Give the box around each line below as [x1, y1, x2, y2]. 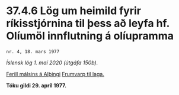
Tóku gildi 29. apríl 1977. [6, 81, 67, 89]
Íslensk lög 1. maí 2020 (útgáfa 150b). [6, 59, 98, 66]
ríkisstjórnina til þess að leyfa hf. [6, 17, 170, 30]
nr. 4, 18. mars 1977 [6, 48, 60, 54]
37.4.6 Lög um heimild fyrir [6, 4, 141, 18]
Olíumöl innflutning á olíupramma [6, 30, 174, 42]
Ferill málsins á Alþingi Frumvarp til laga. [6, 70, 105, 77]
